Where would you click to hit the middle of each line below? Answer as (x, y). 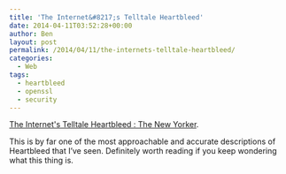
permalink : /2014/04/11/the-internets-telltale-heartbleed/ (123, 50)
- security (37, 99)
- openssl (35, 91)
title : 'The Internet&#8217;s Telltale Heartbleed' (106, 17)
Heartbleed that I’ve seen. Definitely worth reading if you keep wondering (143, 151)
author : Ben (31, 34)
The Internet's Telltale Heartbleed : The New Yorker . (104, 125)
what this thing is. (41, 161)
